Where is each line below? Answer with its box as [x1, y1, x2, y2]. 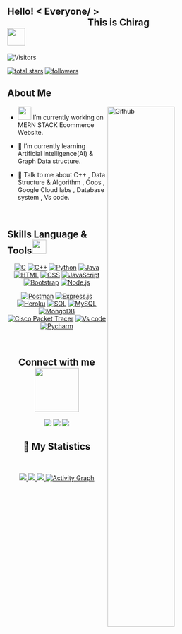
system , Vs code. [17, 193, 70, 201]
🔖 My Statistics [23, 441, 91, 453]
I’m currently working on [32, 113, 104, 121]
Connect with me [18, 356, 95, 368]
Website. [17, 128, 44, 136]
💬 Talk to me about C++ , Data [17, 170, 106, 179]
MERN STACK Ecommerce [17, 120, 95, 129]
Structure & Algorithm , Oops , [17, 178, 105, 186]
